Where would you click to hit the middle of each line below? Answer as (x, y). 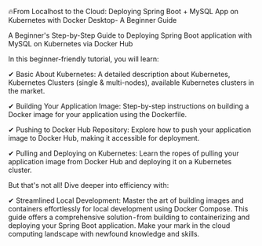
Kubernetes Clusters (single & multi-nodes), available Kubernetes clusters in (131, 83)
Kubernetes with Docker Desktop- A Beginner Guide (93, 20)
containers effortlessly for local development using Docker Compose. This (128, 209)
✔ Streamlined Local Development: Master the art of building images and (126, 200)
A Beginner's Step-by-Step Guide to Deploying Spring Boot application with (130, 35)
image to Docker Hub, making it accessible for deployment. (104, 138)
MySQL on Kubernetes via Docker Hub (71, 44)
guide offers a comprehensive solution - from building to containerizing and (129, 217)
